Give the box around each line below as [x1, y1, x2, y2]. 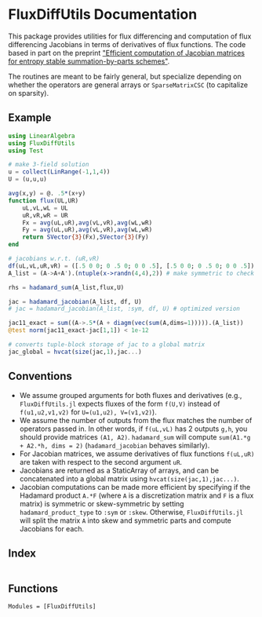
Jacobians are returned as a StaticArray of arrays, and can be [19, 465, 220, 475]
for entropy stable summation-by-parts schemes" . [8, 57, 170, 66]
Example [8, 111, 52, 125]
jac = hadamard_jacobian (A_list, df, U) [8, 298, 143, 305]
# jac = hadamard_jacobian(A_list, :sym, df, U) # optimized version [8, 305, 241, 313]
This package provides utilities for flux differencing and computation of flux [8, 31, 252, 41]
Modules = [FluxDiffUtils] [8, 603, 96, 611]
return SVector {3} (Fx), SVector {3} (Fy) [22, 233, 149, 241]
